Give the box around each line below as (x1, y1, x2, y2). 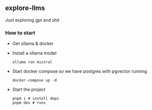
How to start (5, 29, 36, 36)
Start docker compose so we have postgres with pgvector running (12, 69, 147, 74)
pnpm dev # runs (12, 101, 46, 106)
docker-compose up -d (12, 78, 57, 83)
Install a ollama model (12, 50, 57, 56)
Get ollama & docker (12, 40, 54, 46)
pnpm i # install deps (12, 96, 59, 101)
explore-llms (5, 4, 45, 12)
